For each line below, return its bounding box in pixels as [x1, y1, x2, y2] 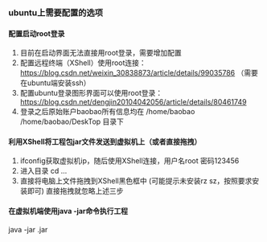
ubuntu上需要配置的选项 [8, 6, 103, 18]
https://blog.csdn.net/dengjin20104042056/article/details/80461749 [19, 97, 247, 107]
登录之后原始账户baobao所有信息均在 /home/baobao [19, 107, 195, 117]
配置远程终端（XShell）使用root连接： [19, 58, 146, 68]
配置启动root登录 [8, 28, 65, 38]
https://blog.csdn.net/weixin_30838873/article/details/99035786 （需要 [19, 68, 259, 78]
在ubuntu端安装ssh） [19, 78, 91, 88]
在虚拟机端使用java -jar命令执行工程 [8, 206, 129, 215]
